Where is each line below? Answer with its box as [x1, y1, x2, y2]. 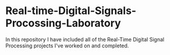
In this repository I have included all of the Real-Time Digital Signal [5, 36, 164, 43]
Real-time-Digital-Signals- [5, 4, 137, 18]
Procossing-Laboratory [5, 16, 121, 30]
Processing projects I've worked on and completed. [5, 42, 129, 49]
